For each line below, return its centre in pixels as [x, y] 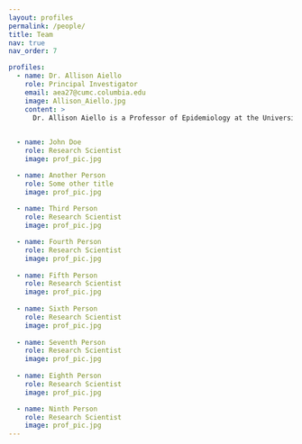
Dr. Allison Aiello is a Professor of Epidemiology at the [145, 118]
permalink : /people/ [47, 26]
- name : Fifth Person [57, 276]
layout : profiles [41, 18]
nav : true [27, 43]
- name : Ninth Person [57, 409]
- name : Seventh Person [61, 342]
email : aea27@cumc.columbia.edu [85, 92]
